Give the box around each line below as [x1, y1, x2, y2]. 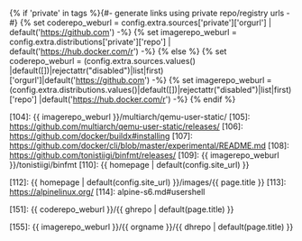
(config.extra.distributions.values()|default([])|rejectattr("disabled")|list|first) [9, 85, 292, 95]
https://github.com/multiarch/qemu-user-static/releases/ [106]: [9, 121, 243, 132]
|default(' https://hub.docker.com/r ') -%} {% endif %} [39, 94, 236, 105]
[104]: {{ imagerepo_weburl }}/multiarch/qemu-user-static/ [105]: [9, 112, 251, 122]
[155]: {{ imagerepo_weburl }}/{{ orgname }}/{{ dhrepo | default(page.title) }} [9, 221, 294, 232]
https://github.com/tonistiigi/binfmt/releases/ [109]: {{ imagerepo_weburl [9, 150, 279, 161]
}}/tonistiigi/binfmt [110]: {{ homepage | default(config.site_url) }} [9, 160, 250, 170]
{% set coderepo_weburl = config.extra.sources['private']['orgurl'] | [19, 17, 272, 28]
